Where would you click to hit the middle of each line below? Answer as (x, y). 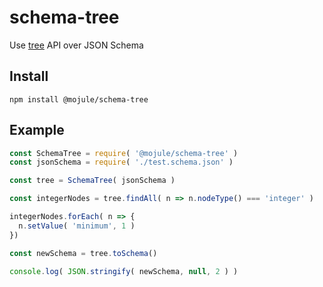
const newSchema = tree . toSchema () (83, 253)
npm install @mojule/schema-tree (79, 99)
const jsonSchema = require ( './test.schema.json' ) (121, 162)
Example (37, 130)
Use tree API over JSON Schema (76, 45)
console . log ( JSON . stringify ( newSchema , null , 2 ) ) (124, 271)
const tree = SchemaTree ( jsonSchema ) (92, 181)
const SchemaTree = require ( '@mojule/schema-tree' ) (124, 153)
